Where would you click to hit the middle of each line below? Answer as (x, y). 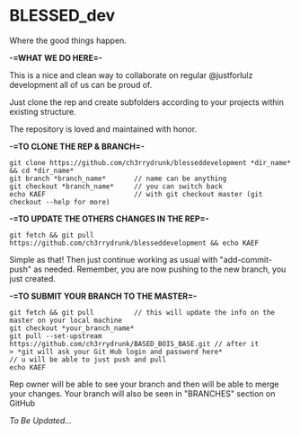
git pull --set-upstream (56, 336)
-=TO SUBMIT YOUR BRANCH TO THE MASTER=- (103, 296)
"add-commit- (246, 259)
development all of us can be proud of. (81, 84)
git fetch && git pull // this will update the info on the (142, 312)
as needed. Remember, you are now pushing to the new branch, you (159, 269)
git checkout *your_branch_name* (72, 328)
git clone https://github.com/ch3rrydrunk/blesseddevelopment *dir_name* (150, 162)
